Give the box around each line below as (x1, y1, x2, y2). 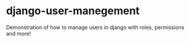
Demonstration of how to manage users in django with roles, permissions (6, 24, 185, 31)
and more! (6, 30, 31, 37)
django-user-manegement (6, 4, 140, 18)
